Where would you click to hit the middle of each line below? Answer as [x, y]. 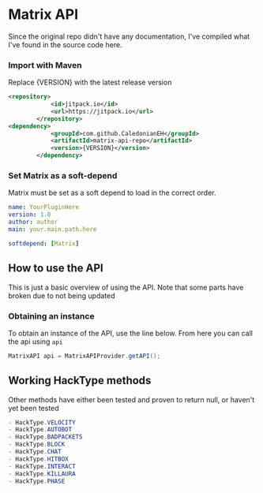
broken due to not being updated [62, 295]
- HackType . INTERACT [42, 466]
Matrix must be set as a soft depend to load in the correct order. [112, 193]
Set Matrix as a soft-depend [63, 176]
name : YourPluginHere [44, 207]
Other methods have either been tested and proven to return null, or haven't [131, 399]
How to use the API [56, 269]
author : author [33, 222]
